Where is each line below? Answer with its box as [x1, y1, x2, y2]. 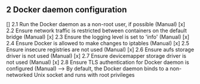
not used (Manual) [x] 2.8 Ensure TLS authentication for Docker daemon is [6, 58, 189, 66]
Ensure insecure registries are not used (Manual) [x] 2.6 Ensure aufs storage [6, 46, 195, 53]
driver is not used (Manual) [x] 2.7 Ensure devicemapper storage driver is [6, 52, 187, 59]
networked [6, 71, 33, 78]
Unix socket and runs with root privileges [33, 71, 135, 78]
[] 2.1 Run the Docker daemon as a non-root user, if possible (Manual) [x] [6, 20, 186, 27]
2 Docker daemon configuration [6, 5, 127, 15]
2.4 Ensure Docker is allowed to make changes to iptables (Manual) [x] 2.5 [6, 39, 190, 46]
